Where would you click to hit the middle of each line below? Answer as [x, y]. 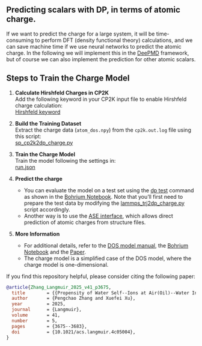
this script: [28, 136]
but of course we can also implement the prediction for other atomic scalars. [101, 59]
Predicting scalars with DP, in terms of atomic [93, 10]
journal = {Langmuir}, [47, 310]
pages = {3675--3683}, [49, 326]
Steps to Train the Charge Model [68, 78]
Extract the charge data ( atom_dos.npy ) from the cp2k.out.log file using [103, 130]
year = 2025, [39, 304]
